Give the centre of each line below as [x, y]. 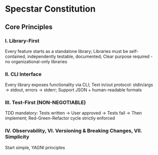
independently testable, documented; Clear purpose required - [90, 56]
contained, [16, 56]
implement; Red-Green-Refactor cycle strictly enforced [60, 118]
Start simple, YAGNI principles [35, 147]
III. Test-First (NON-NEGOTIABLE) [46, 103]
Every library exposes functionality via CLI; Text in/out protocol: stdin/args [79, 85]
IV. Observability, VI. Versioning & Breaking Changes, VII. [73, 131]
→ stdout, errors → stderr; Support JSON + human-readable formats [73, 90]
